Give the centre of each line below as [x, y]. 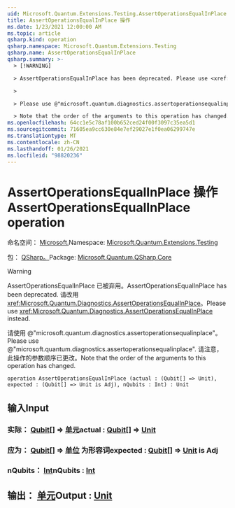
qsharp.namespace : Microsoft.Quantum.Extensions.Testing [92, 46]
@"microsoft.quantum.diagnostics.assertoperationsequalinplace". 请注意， [115, 349]
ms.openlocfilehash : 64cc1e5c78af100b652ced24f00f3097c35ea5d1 [101, 123]
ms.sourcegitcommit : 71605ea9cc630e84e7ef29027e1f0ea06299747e [101, 129]
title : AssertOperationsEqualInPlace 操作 [69, 20]
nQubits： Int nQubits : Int [51, 471]
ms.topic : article [34, 33]
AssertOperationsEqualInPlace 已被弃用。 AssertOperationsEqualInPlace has [117, 286]
